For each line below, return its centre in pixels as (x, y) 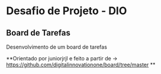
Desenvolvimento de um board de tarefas (57, 47)
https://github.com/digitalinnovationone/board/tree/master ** (81, 65)
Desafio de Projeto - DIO (67, 11)
